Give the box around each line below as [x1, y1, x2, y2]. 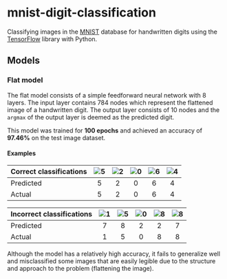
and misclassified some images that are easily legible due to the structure [7, 256, 216, 265]
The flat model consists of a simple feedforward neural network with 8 [7, 91, 206, 99]
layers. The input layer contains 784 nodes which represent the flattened [7, 98, 213, 107]
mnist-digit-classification [7, 5, 157, 21]
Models [7, 55, 40, 67]
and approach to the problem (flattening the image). [7, 264, 154, 272]
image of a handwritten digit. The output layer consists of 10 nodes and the [7, 105, 220, 114]
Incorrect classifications [10, 209, 93, 219]
